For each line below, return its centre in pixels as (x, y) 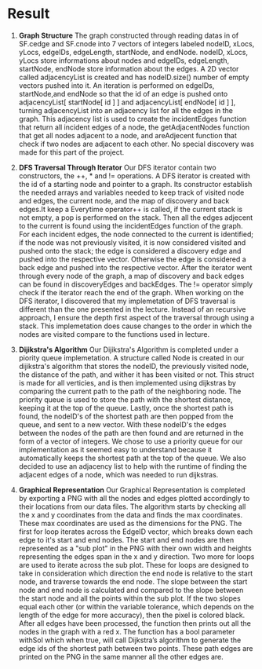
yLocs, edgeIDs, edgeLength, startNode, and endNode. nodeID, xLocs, (133, 52)
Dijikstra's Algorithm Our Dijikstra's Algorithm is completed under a (128, 349)
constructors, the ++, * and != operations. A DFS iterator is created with (134, 175)
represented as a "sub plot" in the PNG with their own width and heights (135, 548)
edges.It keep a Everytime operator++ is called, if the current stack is (131, 209)
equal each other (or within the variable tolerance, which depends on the (136, 606)
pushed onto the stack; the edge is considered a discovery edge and (130, 250)
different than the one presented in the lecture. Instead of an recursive (132, 309)
